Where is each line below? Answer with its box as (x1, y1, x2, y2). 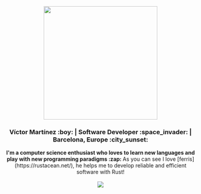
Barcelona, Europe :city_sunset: (53, 135, 148, 144)
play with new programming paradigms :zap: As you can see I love (7, 155, 176, 163)
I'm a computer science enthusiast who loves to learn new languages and (5, 149, 196, 157)
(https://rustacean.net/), (15, 162, 74, 169)
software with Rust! (76, 169, 125, 176)
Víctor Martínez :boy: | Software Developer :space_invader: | (9, 128, 192, 136)
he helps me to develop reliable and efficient (75, 162, 186, 169)
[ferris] (177, 155, 194, 163)
